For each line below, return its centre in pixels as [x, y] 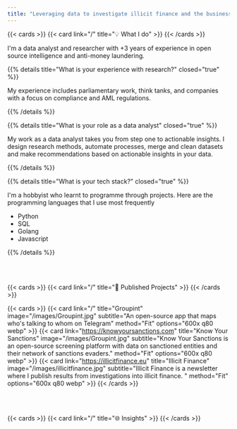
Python [28, 216]
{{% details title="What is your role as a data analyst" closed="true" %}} [112, 125]
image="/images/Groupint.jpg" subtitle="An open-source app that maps [112, 315]
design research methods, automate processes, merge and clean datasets [115, 146]
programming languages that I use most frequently [81, 203]
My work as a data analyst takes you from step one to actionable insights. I [116, 139]
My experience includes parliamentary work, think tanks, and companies [113, 90]
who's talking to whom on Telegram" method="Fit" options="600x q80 [110, 323]
